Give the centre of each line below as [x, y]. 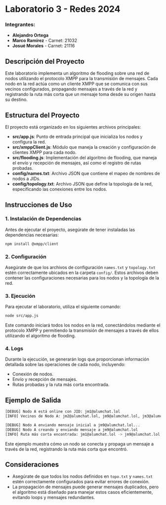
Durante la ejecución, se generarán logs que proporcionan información [77, 359]
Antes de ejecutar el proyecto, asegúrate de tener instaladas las [70, 230]
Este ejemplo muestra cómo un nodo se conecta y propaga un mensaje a [80, 444]
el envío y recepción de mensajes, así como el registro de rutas [77, 163]
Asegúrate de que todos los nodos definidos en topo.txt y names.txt [83, 476]
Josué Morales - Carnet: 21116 [43, 46]
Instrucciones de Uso [39, 205]
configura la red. [29, 142]
